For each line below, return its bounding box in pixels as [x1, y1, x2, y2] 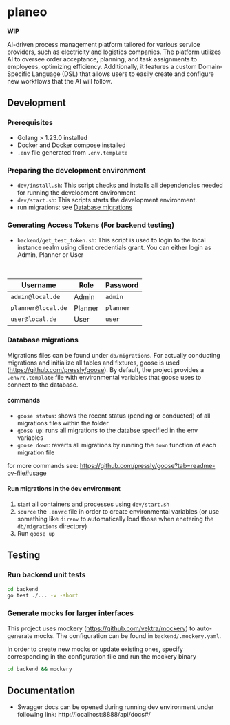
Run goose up [17, 529, 55, 537]
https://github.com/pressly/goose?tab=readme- [79, 461, 216, 470]
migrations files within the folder [17, 418, 109, 427]
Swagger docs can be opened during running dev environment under [17, 703, 214, 711]
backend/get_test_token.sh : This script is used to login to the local [17, 236, 206, 244]
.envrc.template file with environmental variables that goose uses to [7, 373, 202, 381]
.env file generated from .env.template [17, 148, 128, 156]
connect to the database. [7, 380, 79, 389]
